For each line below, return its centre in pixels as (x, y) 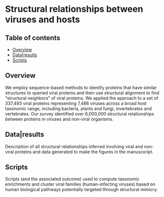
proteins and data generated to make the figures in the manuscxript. (84, 152)
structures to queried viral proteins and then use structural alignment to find (82, 93)
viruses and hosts (42, 20)
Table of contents (33, 38)
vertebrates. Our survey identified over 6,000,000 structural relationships (80, 114)
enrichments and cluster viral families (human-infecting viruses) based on (80, 184)
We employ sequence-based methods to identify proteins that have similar (81, 87)
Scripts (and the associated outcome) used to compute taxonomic (72, 179)
